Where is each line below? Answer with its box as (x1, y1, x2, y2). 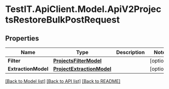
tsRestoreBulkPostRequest (5, 14, 120, 25)
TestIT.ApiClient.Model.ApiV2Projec (5, 3, 161, 15)
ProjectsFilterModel (53, 57, 102, 64)
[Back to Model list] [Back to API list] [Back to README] (5, 78, 121, 84)
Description (116, 49, 145, 55)
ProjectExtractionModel (53, 65, 112, 72)
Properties (5, 34, 39, 42)
